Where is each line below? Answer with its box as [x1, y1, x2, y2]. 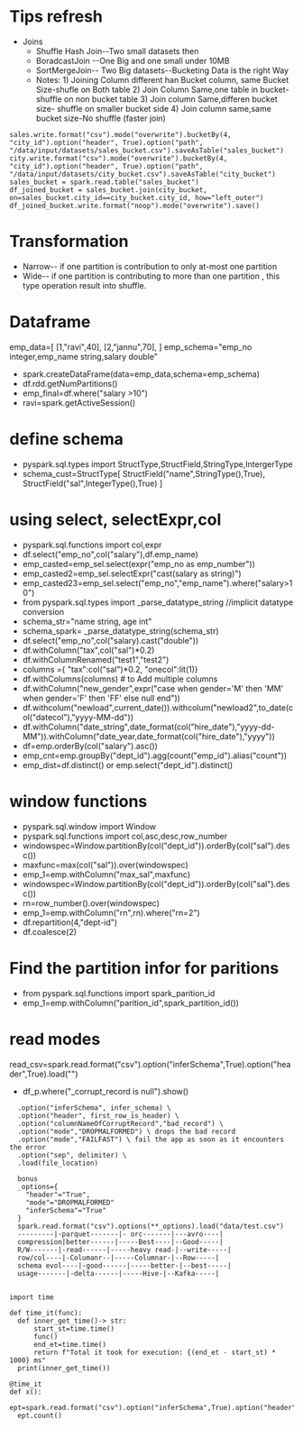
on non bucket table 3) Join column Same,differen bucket [63, 93, 278, 105]
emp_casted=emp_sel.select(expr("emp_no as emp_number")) [22, 558, 255, 569]
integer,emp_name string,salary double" [9, 351, 158, 362]
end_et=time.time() [32, 1340, 106, 1349]
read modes [9, 1029, 101, 1049]
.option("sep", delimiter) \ [17, 1150, 127, 1159]
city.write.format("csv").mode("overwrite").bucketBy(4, [9, 153, 228, 163]
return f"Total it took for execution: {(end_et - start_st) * [32, 1348, 277, 1357]
